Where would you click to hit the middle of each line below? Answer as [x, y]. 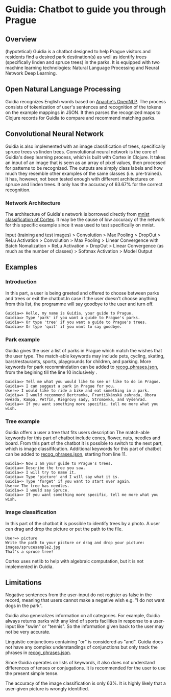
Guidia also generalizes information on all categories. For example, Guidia [83, 616]
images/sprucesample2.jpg [33, 547]
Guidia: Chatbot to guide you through [86, 9]
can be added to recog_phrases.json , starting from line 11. [66, 454]
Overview [21, 39]
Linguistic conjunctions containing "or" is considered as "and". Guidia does [84, 642]
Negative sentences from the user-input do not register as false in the [79, 595]
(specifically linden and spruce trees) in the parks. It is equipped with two [82, 62]
